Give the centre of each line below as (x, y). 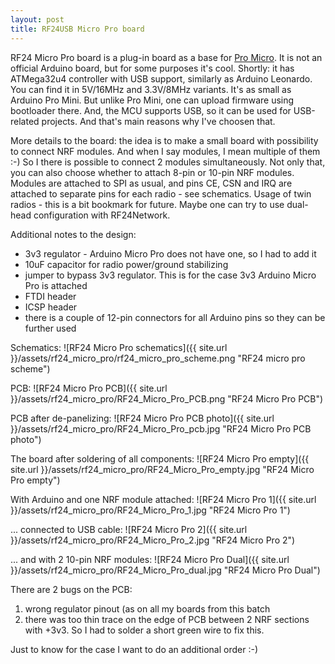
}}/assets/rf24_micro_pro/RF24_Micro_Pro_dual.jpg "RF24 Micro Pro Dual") (165, 570)
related (25, 121)
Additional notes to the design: (73, 234)
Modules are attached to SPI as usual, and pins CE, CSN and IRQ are (151, 183)
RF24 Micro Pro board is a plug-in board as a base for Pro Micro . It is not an (166, 57)
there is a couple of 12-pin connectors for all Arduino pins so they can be (175, 317)
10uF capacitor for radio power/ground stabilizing (126, 264)
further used (50, 328)
